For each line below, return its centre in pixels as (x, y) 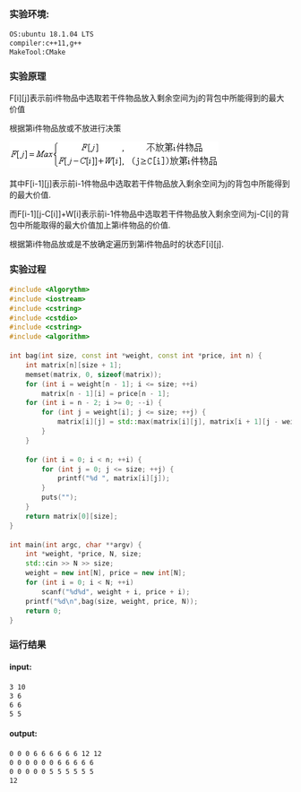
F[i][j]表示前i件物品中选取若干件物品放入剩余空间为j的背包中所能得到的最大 (147, 98)
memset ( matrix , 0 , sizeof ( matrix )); (94, 374)
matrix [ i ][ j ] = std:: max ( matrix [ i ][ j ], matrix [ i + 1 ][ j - (168, 422)
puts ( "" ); (60, 498)
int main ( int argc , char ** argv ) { (76, 545)
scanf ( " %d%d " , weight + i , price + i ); (116, 592)
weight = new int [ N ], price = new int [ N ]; (106, 573)
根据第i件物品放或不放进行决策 (65, 128)
